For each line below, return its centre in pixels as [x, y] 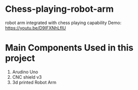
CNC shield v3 [27, 77]
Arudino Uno [25, 72]
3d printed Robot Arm [34, 82]
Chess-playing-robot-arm [59, 9]
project [20, 58]
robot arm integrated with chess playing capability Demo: [63, 23]
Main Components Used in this [69, 48]
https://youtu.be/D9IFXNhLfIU [35, 28]
